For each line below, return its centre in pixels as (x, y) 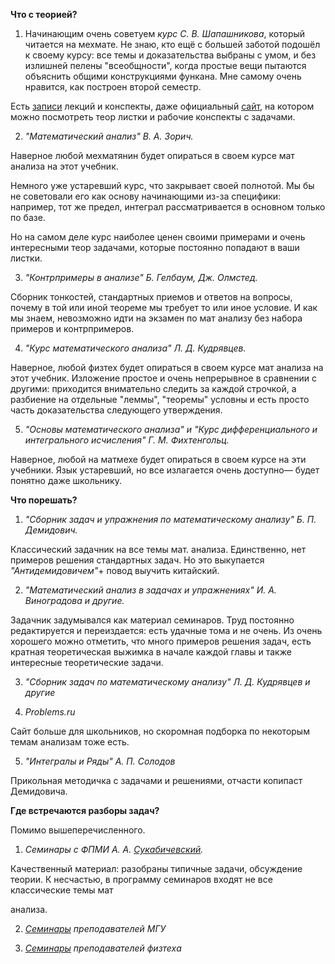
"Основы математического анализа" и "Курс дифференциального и (171, 429)
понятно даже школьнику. (66, 480)
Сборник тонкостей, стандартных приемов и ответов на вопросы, (151, 297)
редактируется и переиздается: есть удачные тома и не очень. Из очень (166, 630)
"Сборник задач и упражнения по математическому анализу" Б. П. (170, 519)
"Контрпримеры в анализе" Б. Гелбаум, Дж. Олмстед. (141, 277)
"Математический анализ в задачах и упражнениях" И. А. (150, 590)
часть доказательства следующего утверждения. (116, 410)
